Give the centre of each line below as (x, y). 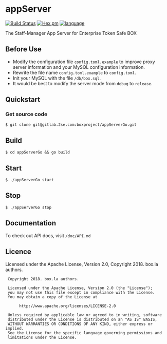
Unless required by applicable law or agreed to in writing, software (85, 315)
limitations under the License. (42, 337)
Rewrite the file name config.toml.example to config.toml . (74, 72)
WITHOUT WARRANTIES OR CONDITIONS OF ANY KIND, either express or (80, 324)
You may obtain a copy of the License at (52, 297)
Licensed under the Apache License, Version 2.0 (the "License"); (80, 288)
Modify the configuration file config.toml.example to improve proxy (84, 62)
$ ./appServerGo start (30, 180)
